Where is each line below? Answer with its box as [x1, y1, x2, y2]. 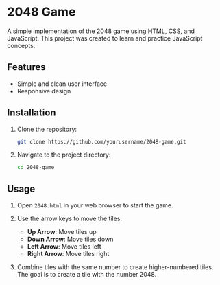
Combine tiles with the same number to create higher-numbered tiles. [16, 263, 214, 271]
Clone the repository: [16, 125, 77, 133]
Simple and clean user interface [16, 80, 108, 88]
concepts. [7, 41, 36, 49]
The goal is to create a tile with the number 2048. [16, 271, 157, 279]
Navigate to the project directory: [16, 150, 111, 159]
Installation [7, 107, 56, 119]
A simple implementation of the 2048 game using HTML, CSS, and [7, 27, 195, 35]
